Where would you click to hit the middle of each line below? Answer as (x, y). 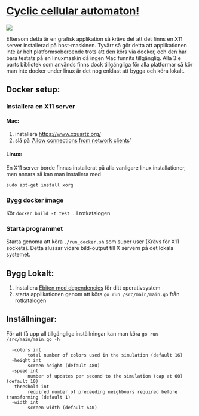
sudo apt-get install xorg (40, 185)
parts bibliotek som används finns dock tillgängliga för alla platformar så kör (99, 64)
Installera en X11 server (41, 107)
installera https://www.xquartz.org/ (58, 134)
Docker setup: (33, 90)
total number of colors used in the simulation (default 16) (105, 355)
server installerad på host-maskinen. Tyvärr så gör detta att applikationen (97, 45)
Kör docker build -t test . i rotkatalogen (58, 213)
